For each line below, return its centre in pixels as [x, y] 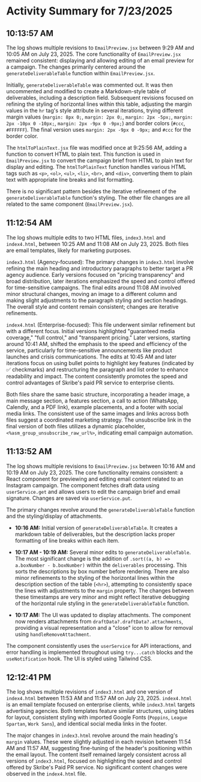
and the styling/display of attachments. [55, 516]
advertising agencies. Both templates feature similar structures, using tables [100, 711]
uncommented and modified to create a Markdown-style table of [86, 91]
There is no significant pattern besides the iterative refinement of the [91, 191]
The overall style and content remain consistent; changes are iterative [92, 306]
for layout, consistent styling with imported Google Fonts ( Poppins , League [97, 718]
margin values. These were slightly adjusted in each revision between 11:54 [99, 742]
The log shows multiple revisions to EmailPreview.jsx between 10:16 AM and [101, 466]
